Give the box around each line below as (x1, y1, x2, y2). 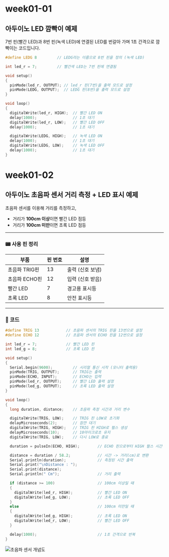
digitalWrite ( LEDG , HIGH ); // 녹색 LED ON (10, 134, 103, 139)
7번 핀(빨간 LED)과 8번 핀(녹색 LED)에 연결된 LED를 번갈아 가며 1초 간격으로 (5, 39, 155, 44)
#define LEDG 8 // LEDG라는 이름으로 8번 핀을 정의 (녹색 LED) (5, 55, 145, 60)
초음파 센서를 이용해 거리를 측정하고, (5, 205, 76, 211)
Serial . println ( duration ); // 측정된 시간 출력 (10, 457, 133, 463)
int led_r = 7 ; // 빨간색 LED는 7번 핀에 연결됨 (5, 64, 117, 69)
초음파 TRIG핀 (8, 266, 40, 273)
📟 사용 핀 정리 (5, 240, 38, 247)
